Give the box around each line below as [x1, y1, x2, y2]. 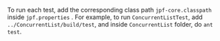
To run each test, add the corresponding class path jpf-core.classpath [7, 6, 212, 14]
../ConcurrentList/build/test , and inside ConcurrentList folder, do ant [7, 20, 214, 28]
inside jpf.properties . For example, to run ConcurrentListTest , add [7, 13, 203, 21]
